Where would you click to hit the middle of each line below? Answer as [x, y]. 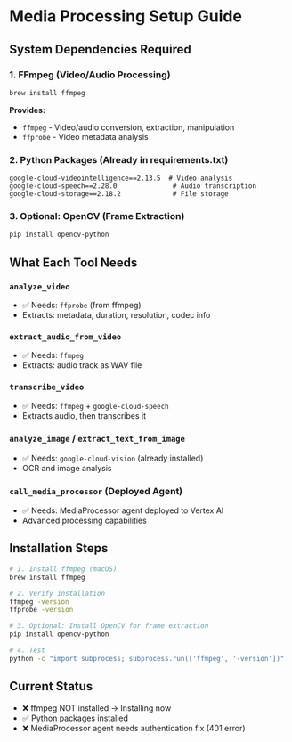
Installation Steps [59, 548]
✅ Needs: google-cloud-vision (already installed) [113, 458]
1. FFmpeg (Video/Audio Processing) [90, 75]
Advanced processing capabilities [84, 521]
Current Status [51, 686]
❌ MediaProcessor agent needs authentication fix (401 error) [134, 728]
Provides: [28, 110]
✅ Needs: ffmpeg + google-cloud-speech [95, 405]
